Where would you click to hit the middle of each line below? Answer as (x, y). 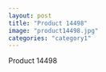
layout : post (30, 16)
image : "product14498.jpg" (53, 30)
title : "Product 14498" (48, 23)
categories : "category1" (50, 38)
